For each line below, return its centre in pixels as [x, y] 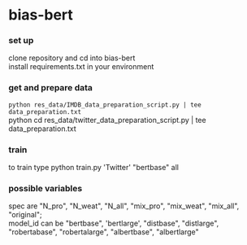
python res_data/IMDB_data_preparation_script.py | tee [105, 105]
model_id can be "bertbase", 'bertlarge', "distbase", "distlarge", [114, 223]
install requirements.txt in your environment [81, 67]
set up [21, 41]
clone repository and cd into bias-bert [72, 58]
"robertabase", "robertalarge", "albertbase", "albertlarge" [104, 232]
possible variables [45, 188]
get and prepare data [51, 88]
